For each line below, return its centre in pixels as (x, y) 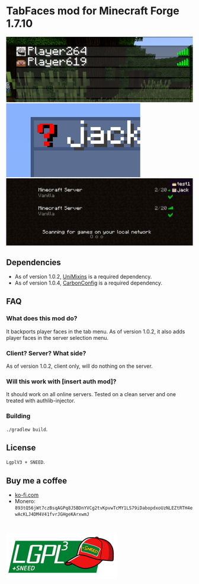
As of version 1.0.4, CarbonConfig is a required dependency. (89, 283)
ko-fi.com (27, 495)
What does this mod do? (42, 318)
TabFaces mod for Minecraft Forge (93, 11)
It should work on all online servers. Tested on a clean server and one (91, 394)
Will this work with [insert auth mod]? (61, 381)
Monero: (25, 501)
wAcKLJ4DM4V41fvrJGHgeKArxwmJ (52, 514)
